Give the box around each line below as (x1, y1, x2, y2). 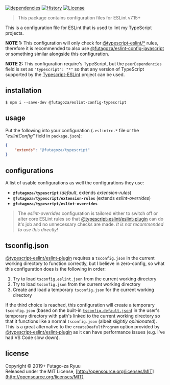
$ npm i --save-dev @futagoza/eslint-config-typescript (5, 100, 127, 105)
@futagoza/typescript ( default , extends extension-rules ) (12, 189, 132, 196)
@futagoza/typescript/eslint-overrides (12, 202, 98, 207)
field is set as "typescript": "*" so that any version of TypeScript (5, 66, 144, 72)
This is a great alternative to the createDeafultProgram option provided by (5, 323, 160, 329)
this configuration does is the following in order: (5, 266, 106, 272)
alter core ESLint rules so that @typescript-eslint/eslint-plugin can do (17, 216, 164, 222)
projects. (5, 30, 24, 36)
